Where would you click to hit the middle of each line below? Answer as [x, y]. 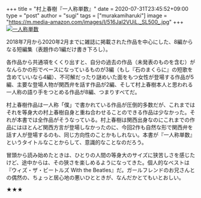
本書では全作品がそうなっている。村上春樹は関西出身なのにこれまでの [103, 120]
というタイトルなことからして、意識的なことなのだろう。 [76, 142]
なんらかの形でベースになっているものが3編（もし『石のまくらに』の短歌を [100, 70]
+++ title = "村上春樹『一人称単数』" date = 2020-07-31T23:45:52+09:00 [97, 9]
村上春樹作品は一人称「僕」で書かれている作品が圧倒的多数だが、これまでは [101, 105]
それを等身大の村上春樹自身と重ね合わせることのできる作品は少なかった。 [98, 112]
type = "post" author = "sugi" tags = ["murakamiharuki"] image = [87, 16]
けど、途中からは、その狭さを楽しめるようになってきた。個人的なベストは [98, 163]
